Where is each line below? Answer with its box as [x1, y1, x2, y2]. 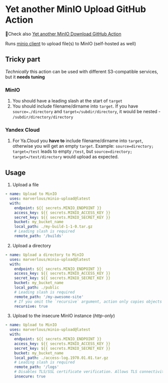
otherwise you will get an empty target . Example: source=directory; [12, 143, 154, 149]
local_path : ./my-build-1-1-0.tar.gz [14, 224, 93, 229]
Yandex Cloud [5, 126, 40, 133]
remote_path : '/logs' [14, 364, 59, 370]
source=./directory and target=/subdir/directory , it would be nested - [12, 109, 161, 115]
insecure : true [14, 374, 46, 379]
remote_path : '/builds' [14, 234, 64, 239]
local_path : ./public [14, 285, 59, 290]
